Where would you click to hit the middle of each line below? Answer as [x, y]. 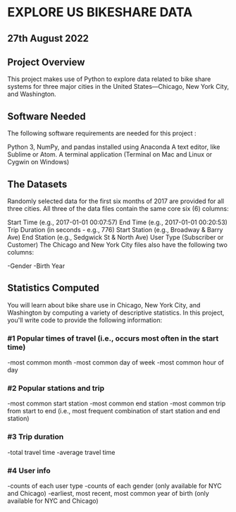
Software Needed [46, 116]
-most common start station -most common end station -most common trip [117, 403]
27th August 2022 [48, 38]
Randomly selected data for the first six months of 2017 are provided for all [116, 201]
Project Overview [46, 62]
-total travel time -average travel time [61, 452]
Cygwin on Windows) [38, 162]
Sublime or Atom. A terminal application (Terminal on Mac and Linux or [110, 154]
